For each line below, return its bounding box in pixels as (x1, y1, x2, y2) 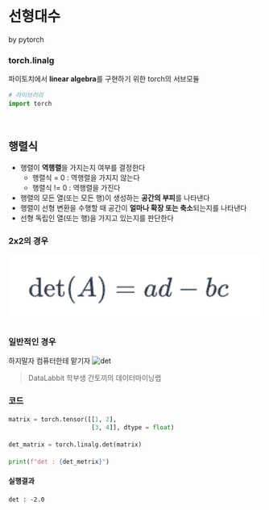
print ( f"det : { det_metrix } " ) (8, 458, 110, 466)
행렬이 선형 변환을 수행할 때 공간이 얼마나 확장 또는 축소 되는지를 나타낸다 (19, 203, 247, 212)
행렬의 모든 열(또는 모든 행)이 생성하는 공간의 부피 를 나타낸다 (19, 193, 210, 203)
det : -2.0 (8, 495, 45, 504)
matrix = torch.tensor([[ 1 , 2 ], (8, 415, 117, 424)
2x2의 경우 (8, 235, 49, 246)
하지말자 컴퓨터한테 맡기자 (8, 356, 91, 366)
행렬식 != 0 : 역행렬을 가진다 (31, 182, 121, 192)
